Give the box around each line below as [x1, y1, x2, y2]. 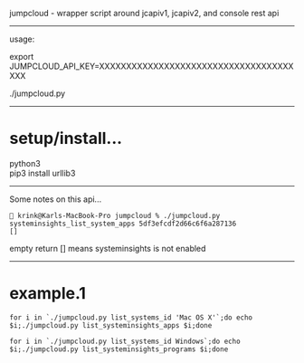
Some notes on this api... [9, 194, 102, 205]
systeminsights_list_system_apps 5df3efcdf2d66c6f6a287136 [9, 219, 237, 228]
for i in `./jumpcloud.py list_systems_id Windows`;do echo [9, 337, 242, 346]
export [9, 52, 34, 62]
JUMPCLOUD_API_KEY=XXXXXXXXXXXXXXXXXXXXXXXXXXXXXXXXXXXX [9, 61, 294, 72]
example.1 [9, 283, 86, 304]
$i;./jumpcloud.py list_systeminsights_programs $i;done [9, 344, 229, 354]
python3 [9, 158, 41, 168]
